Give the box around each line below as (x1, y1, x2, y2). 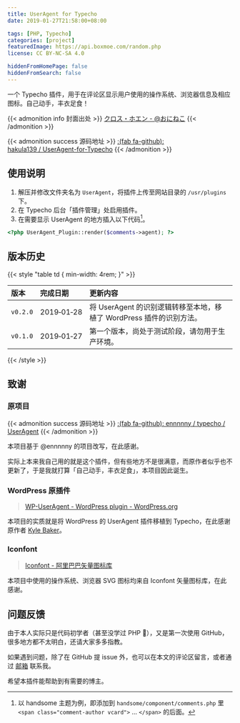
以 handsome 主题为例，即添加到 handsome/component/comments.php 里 (17, 699, 224, 707)
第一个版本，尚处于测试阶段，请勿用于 (89, 326, 219, 336)
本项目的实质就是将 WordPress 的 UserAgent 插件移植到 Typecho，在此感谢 (7, 517, 231, 525)
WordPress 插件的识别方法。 (105, 312, 202, 322)
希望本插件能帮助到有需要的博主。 (7, 677, 108, 685)
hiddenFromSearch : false (7, 69, 81, 76)
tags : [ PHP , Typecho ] (7, 30, 72, 37)
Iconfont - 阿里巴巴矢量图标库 (24, 562, 113, 570)
